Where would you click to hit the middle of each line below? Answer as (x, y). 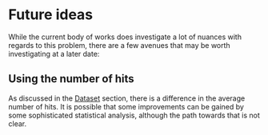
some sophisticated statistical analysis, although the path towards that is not (134, 115)
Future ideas (51, 15)
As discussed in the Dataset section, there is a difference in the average (127, 98)
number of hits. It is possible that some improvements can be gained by (126, 106)
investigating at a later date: (54, 54)
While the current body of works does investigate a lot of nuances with (125, 37)
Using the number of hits (71, 79)
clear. (17, 123)
